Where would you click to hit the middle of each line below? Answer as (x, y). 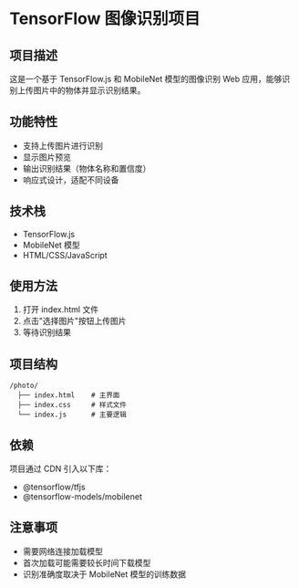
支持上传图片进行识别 (62, 145)
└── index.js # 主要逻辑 (72, 415)
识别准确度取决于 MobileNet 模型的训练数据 (104, 574)
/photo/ (24, 386)
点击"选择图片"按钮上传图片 (74, 321)
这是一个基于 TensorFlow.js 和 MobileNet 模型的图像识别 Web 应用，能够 (146, 79)
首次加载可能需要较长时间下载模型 (87, 562)
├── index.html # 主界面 (69, 395)
